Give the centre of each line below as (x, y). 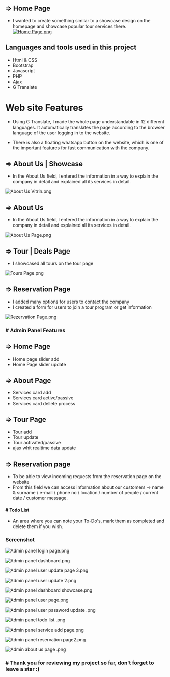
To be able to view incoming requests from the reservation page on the (87, 476)
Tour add (22, 432)
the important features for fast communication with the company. (81, 148)
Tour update (25, 437)
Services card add (32, 393)
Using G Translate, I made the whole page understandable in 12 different (88, 121)
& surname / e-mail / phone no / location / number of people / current (86, 492)
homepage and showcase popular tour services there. (69, 26)
